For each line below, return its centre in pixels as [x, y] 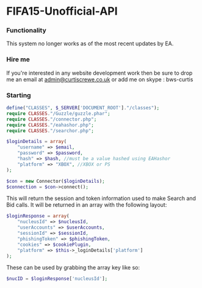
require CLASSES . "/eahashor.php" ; [50, 125]
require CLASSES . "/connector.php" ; [52, 119]
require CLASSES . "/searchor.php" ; [50, 131]
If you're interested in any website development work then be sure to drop [99, 73]
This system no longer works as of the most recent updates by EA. [90, 43]
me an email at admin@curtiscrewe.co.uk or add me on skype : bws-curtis [100, 79]
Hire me [18, 59]
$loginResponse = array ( [38, 216]
